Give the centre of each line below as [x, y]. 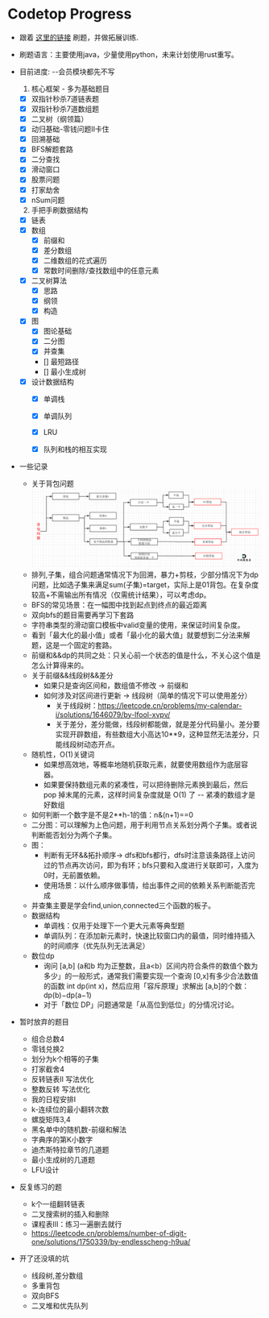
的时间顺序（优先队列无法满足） [96, 945]
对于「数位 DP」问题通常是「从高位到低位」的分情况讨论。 [141, 1005]
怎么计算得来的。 [60, 665]
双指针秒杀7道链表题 [65, 98]
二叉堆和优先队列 [60, 1305]
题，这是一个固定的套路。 [74, 644]
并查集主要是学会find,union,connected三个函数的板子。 [123, 905]
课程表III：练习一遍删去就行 [77, 1224]
